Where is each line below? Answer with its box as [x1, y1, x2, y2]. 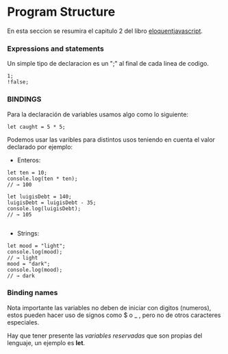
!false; [7, 79, 29, 86]
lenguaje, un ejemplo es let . [7, 338, 86, 346]
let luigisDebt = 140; [7, 193, 72, 200]
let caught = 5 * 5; [7, 123, 66, 130]
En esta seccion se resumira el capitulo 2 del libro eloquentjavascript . [7, 27, 203, 35]
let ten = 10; [7, 169, 48, 176]
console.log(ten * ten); [7, 175, 78, 182]
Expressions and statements [7, 44, 104, 53]
